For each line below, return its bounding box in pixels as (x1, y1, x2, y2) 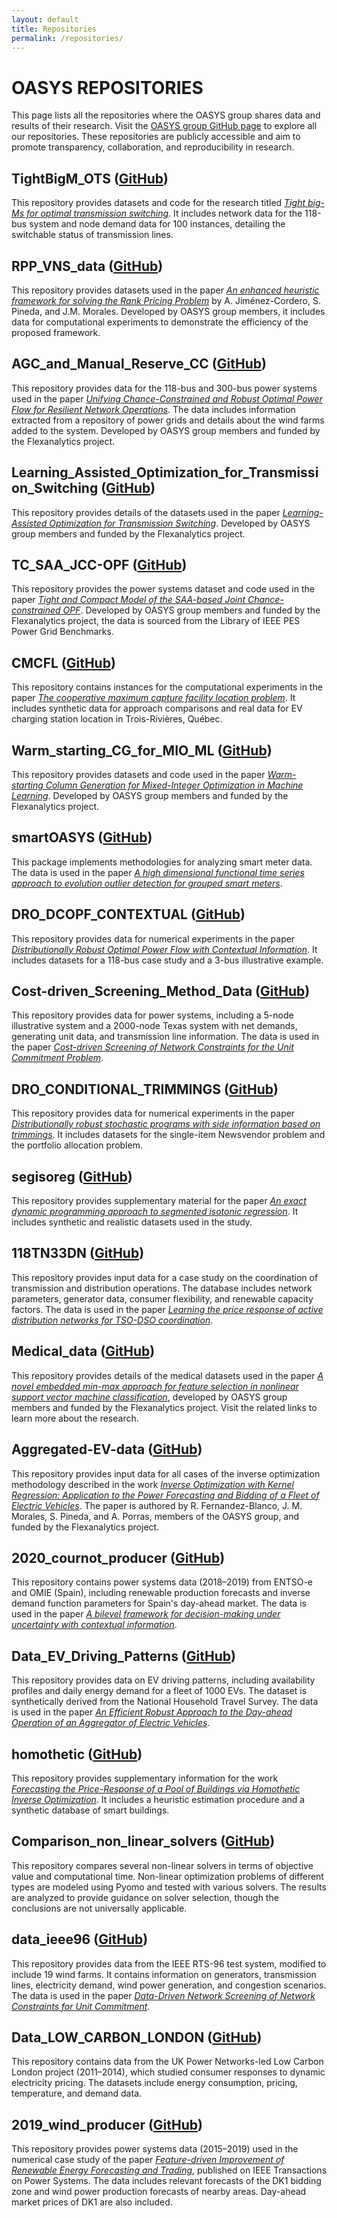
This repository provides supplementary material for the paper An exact (11, 1195, 307, 1207)
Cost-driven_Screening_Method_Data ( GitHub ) (11, 983, 311, 1000)
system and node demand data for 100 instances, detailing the (29, 218, 286, 230)
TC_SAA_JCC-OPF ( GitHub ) (11, 556, 188, 573)
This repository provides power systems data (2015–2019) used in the (11, 2143, 299, 2155)
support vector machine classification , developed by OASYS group (11, 1391, 288, 1403)
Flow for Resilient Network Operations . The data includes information (11, 403, 296, 415)
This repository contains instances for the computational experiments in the (11, 681, 323, 693)
